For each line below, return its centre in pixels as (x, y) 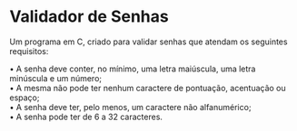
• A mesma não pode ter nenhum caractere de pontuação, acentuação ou (148, 88)
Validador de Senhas (89, 17)
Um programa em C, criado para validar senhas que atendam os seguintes (148, 42)
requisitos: (29, 51)
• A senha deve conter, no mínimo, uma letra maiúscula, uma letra (133, 69)
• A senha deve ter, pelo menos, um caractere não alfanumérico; (130, 107)
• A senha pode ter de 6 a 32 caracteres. (86, 117)
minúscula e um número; (56, 78)
